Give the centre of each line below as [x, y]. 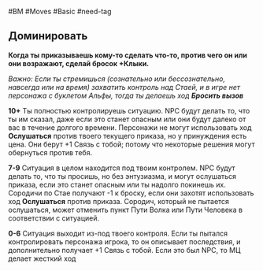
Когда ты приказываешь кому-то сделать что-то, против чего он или [128, 55]
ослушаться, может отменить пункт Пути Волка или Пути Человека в [125, 210]
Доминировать [48, 36]
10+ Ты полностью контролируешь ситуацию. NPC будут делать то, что [129, 110]
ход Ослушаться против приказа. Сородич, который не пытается [119, 201]
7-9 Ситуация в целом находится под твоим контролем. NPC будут [122, 168]
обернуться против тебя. [50, 152]
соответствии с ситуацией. [54, 218]
